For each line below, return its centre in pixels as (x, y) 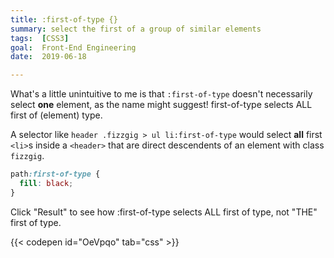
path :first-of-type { (55, 174)
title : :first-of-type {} (64, 19)
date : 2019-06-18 (48, 57)
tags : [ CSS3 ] (40, 38)
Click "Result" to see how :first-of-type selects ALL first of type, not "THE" (164, 212)
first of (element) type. (56, 115)
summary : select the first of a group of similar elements (136, 29)
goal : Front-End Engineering (73, 47)
